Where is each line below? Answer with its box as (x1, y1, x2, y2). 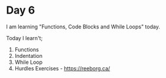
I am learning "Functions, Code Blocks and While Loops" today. (6, 23, 161, 30)
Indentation (14, 52, 43, 59)
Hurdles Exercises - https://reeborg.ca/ (14, 64, 110, 71)
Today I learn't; (6, 34, 43, 41)
